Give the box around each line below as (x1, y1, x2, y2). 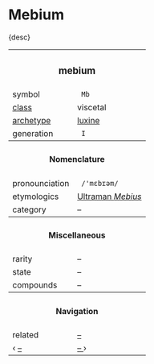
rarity (12, 254, 33, 265)
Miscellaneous (48, 230, 106, 241)
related (12, 329, 39, 340)
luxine (77, 114, 100, 126)
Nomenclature (49, 154, 106, 165)
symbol (12, 89, 40, 100)
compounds (12, 279, 58, 291)
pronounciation (12, 177, 70, 188)
